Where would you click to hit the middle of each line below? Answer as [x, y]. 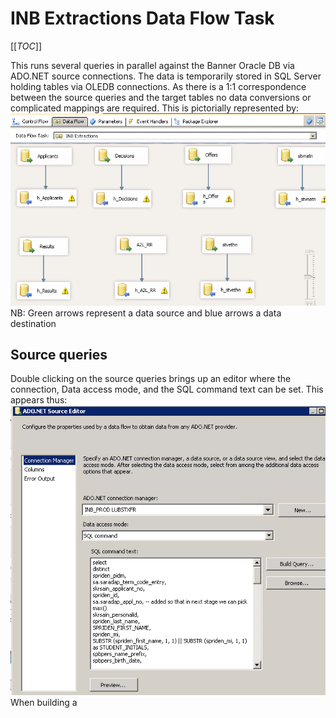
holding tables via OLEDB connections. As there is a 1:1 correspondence [158, 86]
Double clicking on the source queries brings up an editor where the [151, 379]
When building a [44, 703]
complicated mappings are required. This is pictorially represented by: [155, 108]
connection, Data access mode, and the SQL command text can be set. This [167, 389]
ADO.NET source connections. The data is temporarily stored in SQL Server [166, 76]
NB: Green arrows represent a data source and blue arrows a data [146, 313]
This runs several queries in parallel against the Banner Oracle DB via [152, 65]
